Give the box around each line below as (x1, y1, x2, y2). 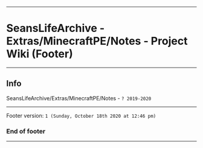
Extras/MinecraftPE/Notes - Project (6, 34, 188, 48)
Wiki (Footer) (6, 47, 74, 61)
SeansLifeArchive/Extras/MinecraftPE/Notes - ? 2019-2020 (6, 94, 152, 101)
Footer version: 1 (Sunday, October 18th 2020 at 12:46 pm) (6, 112, 156, 119)
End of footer (6, 127, 46, 135)
